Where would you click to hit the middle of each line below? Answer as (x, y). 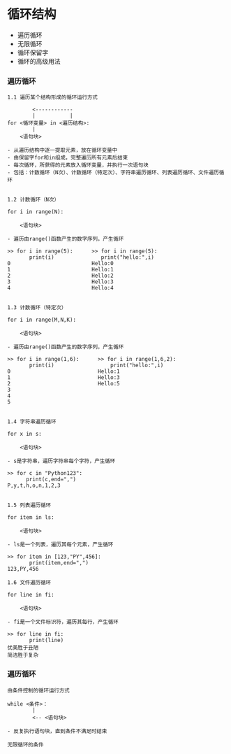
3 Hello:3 (60, 282)
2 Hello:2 (60, 276)
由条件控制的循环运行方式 (38, 690)
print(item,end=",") (59, 563)
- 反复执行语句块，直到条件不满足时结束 (57, 731)
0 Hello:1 (64, 371)
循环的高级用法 (39, 61)
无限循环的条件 (25, 745)
